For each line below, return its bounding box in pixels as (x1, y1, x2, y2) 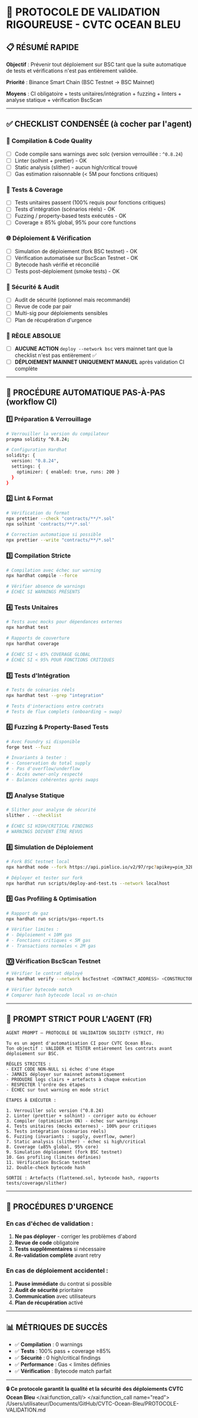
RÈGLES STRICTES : (6, 1061, 51, 1067)
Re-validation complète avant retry (14, 1252, 101, 1259)
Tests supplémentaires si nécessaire (14, 1246, 106, 1253)
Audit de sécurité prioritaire (14, 1286, 84, 1293)
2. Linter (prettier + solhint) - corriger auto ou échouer (6, 1112, 157, 1118)
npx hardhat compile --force (6, 573, 78, 579)
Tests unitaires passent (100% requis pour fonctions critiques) (14, 199, 166, 206)
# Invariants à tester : (6, 755, 67, 761)
